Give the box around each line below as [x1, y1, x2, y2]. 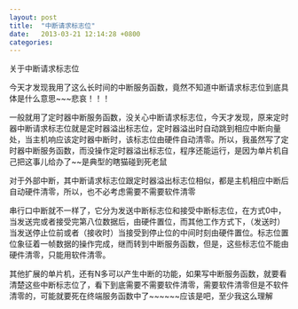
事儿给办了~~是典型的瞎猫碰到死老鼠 [32, 156, 168, 167]
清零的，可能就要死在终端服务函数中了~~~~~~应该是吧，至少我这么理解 [9, 290, 273, 302]
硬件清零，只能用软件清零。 [9, 250, 111, 260]
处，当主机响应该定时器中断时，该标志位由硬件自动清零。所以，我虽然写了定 [9, 134, 289, 145]
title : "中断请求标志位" [9, 21, 96, 30]
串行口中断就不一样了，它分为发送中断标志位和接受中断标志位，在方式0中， [9, 205, 286, 216]
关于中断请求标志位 [9, 63, 80, 74]
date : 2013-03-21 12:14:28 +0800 [9, 29, 141, 38]
